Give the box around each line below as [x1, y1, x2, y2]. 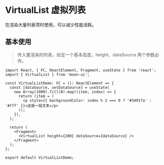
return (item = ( [18, 93, 55, 99]
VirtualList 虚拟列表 [5, 4, 86, 16]
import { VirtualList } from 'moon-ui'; [5, 72, 90, 77]
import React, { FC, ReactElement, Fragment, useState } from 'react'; [5, 68, 156, 73]
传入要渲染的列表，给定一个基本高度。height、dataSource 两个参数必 [17, 51, 160, 57]
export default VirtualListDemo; [5, 155, 74, 160]
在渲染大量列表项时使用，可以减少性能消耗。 [5, 22, 97, 28]
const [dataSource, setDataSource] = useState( [9, 85, 110, 90]
